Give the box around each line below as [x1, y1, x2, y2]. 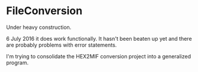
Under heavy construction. [6, 24, 72, 31]
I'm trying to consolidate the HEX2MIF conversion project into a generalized [6, 53, 191, 60]
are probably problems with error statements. [6, 41, 117, 48]
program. [6, 59, 29, 66]
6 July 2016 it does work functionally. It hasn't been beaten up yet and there [6, 35, 192, 42]
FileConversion [6, 4, 83, 18]
